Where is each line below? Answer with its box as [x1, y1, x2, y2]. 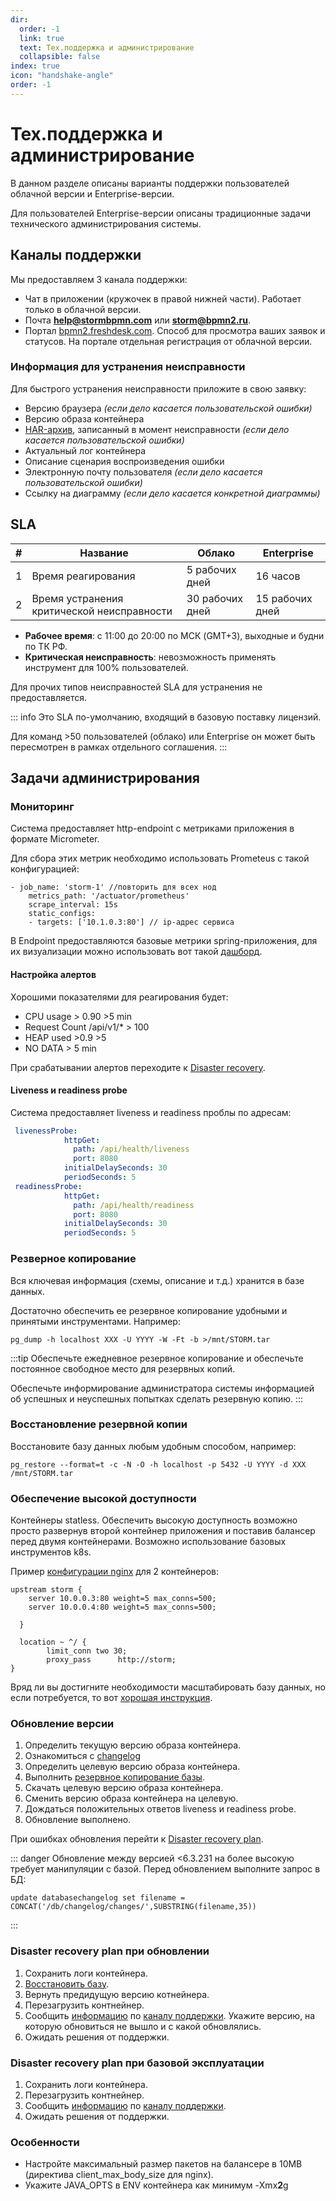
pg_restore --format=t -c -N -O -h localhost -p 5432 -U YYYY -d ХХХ [10, 1459, 307, 1470]
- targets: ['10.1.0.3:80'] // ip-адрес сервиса [28, 917, 235, 928]
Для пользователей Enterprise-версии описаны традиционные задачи [10, 207, 312, 219]
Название [79, 546, 129, 560]
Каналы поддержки [10, 247, 142, 264]
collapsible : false [19, 52, 101, 62]
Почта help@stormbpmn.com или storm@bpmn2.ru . [24, 314, 252, 326]
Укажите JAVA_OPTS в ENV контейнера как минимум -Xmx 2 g [24, 2179, 289, 2191]
